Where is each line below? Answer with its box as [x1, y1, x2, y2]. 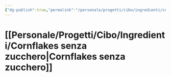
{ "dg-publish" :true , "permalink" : [5, 7, 76, 13]
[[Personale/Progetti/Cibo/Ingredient [5, 29, 165, 41]
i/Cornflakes [5, 40, 59, 51]
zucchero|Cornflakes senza [5, 51, 126, 62]
